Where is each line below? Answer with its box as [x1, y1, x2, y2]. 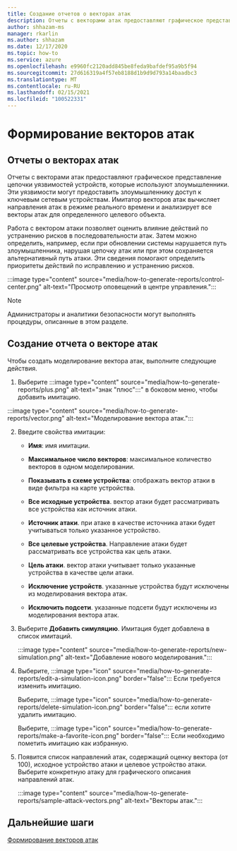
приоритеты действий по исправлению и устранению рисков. [7, 262, 195, 270]
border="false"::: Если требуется [123, 674, 221, 682]
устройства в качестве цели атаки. [28, 568, 134, 577]
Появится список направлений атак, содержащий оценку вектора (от [17, 752, 229, 761]
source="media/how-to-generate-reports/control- [78, 275, 225, 283]
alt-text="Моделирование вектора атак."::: [66, 414, 194, 422]
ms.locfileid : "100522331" [7, 96, 87, 103]
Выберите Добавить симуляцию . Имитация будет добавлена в [17, 624, 210, 632]
